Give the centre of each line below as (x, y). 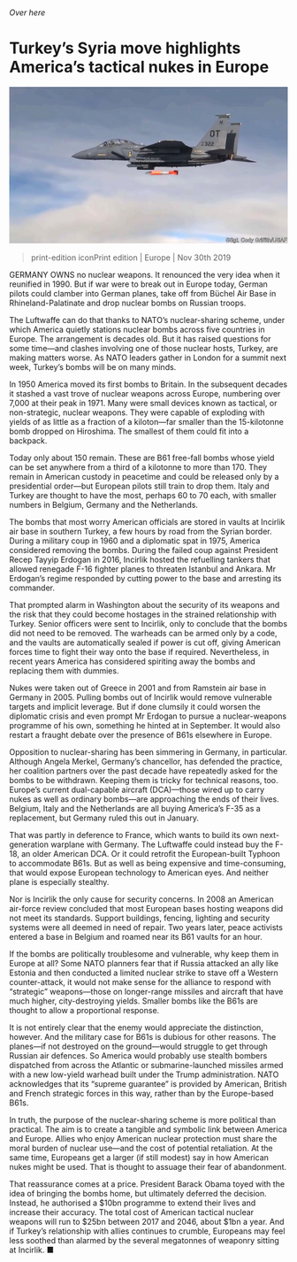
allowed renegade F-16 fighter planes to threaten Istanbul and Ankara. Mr (143, 569)
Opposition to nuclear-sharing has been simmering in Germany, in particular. (148, 752)
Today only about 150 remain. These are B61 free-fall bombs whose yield (142, 458)
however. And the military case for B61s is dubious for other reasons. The (143, 1037)
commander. (32, 588)
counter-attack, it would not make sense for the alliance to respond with (140, 982)
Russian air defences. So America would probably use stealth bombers (138, 1056)
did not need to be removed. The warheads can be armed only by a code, (143, 634)
